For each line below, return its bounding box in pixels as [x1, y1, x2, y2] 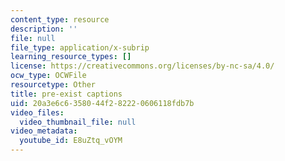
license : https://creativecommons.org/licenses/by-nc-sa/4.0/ [10, 61, 275, 71]
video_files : [10, 107, 65, 118]
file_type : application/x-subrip [10, 42, 150, 53]
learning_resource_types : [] [10, 52, 132, 62]
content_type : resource [10, 14, 110, 25]
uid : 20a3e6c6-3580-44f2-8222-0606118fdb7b [10, 98, 195, 108]
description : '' [10, 24, 78, 34]
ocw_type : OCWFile [10, 71, 87, 81]
